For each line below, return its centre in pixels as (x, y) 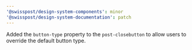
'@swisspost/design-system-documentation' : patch (69, 17)
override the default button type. (46, 40)
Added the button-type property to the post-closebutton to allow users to (96, 34)
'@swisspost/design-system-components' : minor (65, 12)
